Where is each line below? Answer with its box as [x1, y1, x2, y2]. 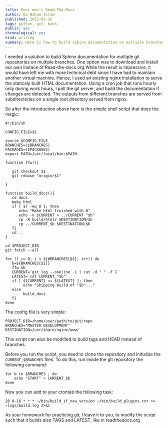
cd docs [11, 195, 28, 200]
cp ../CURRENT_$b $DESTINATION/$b [18, 221, 91, 226]
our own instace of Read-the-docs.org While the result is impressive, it [5, 64, 151, 70]
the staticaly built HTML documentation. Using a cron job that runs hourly [5, 80, 156, 86]
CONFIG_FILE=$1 [5, 129, 37, 134]
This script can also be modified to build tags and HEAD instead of [5, 336, 142, 342]
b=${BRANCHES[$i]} [11, 260, 50, 265]
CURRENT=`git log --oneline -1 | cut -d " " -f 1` [11, 269, 120, 274]
